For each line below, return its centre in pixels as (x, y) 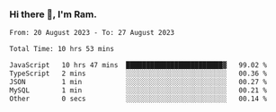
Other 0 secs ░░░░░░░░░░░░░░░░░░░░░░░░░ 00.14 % (138, 99)
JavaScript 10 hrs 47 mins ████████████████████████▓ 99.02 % (138, 65)
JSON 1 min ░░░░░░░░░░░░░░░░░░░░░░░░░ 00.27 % (138, 82)
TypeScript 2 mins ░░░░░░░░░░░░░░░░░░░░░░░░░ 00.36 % (138, 73)
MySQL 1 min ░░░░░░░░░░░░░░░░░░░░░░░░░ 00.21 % (138, 90)
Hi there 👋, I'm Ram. (53, 14)
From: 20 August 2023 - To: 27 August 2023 (92, 33)
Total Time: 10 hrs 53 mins (62, 49)
